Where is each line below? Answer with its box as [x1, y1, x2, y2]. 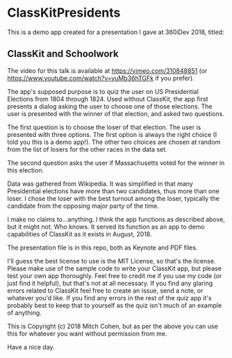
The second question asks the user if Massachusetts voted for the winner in [7, 158, 225, 167]
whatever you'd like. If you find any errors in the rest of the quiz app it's [7, 293, 212, 302]
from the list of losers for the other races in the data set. [7, 145, 168, 154]
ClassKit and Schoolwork [7, 48, 119, 60]
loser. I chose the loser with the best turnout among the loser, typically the [7, 194, 220, 202]
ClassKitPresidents [7, 5, 121, 21]
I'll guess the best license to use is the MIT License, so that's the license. [7, 257, 216, 265]
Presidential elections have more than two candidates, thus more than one [7, 186, 220, 195]
